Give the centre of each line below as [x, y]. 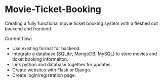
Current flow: [18, 38]
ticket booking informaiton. [40, 59]
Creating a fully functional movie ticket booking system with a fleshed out [81, 23]
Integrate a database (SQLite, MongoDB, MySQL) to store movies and [85, 54]
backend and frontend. [29, 28]
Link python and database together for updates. [62, 64]
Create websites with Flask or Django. [52, 70]
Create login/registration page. [44, 75]
